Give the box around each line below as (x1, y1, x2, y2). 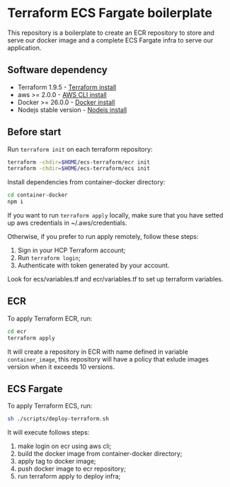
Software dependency (7, 64, 108, 76)
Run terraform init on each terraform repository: (7, 145, 153, 153)
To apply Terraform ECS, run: (7, 402, 93, 410)
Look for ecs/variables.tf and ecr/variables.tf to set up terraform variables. (7, 275, 224, 284)
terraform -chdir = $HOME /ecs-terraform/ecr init (7, 158, 151, 166)
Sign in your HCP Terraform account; (17, 246, 126, 254)
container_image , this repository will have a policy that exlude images (7, 354, 209, 363)
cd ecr (7, 328, 27, 335)
